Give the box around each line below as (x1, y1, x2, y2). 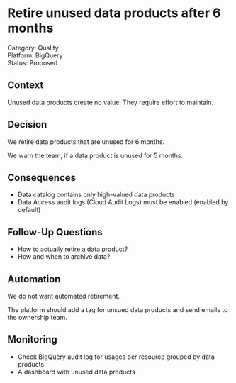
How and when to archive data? (17, 252, 111, 261)
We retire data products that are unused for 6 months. (7, 137, 165, 146)
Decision (7, 118, 47, 131)
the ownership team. (7, 313, 67, 321)
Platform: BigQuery (7, 51, 63, 60)
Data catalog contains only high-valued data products (17, 190, 175, 199)
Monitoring (7, 333, 58, 345)
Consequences (7, 172, 77, 184)
